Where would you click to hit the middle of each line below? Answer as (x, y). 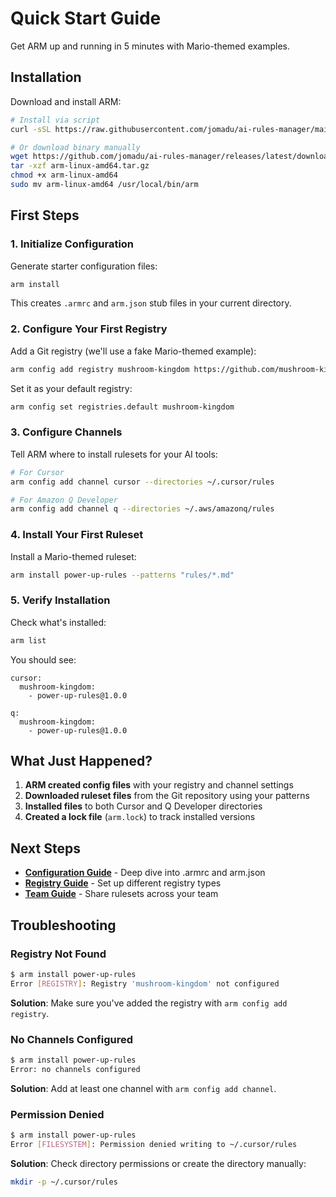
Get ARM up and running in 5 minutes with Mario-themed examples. (150, 46)
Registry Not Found (58, 954)
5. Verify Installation (60, 600)
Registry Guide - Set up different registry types (123, 883)
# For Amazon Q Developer (64, 500)
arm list (28, 640)
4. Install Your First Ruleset (77, 535)
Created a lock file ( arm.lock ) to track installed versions (140, 817)
